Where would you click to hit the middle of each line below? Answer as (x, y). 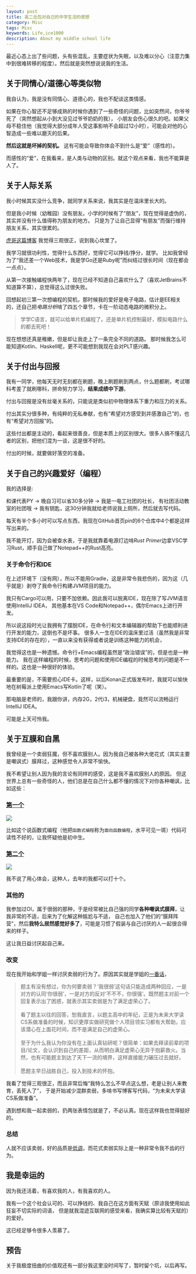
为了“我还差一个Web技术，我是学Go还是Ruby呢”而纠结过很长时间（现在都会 (97, 260)
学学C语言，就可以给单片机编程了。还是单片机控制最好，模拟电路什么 (104, 319)
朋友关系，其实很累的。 (34, 228)
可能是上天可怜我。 (29, 719)
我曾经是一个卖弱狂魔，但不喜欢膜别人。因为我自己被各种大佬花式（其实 (93, 754)
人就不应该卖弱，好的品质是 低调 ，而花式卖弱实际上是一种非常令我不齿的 (93, 1148)
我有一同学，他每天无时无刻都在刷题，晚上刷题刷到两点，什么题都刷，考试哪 (98, 381)
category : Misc (24, 22)
